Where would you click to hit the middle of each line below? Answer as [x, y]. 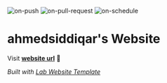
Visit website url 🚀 [34, 58]
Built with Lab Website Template [54, 71]
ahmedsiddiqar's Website [84, 39]
